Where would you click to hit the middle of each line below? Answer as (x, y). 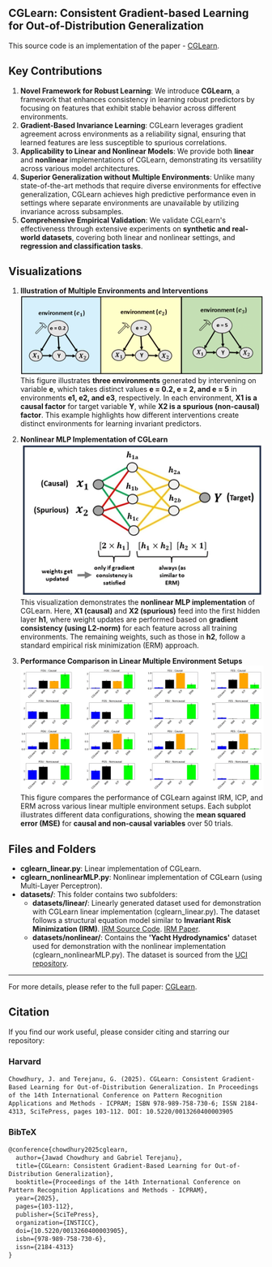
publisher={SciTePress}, (57, 1215)
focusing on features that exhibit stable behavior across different (128, 108)
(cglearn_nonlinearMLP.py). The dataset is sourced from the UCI (140, 955)
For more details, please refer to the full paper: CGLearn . (103, 986)
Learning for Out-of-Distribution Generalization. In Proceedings (144, 1088)
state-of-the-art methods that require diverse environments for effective (140, 185)
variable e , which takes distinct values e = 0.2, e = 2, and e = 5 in (128, 389)
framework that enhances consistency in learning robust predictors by (137, 99)
